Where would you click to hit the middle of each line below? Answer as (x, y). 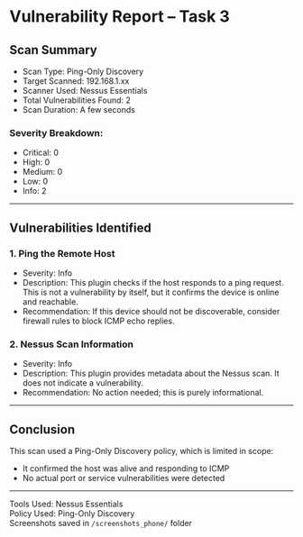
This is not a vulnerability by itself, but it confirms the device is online (151, 292)
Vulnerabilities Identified (80, 228)
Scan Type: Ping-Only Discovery (83, 71)
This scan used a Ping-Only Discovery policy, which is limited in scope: (142, 451)
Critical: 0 (40, 153)
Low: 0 (35, 181)
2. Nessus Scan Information (71, 344)
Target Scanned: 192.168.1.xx (76, 81)
